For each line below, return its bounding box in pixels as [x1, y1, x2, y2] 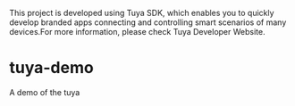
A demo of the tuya [9, 86, 80, 97]
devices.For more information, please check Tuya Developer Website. [9, 27, 265, 37]
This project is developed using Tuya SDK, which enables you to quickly [9, 8, 274, 18]
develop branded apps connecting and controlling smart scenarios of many [9, 17, 287, 28]
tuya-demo [9, 58, 94, 78]
